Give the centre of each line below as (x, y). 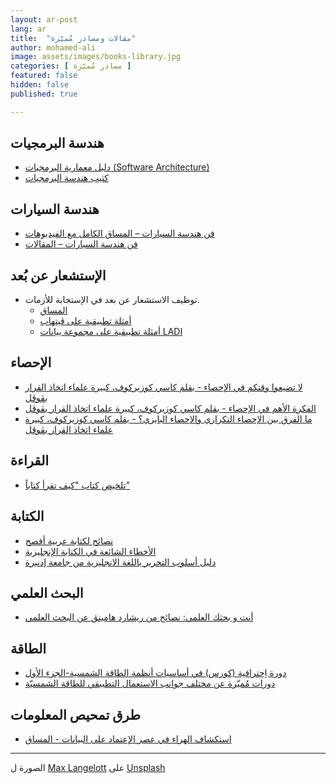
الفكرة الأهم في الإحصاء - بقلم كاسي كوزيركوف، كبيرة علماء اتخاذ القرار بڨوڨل (170, 408)
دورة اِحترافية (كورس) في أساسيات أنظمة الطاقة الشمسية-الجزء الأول (155, 673)
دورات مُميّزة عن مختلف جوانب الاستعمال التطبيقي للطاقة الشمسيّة (150, 683)
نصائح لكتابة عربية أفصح (69, 540)
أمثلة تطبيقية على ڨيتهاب (85, 321)
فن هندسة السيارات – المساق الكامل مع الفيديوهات (119, 233)
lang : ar (28, 29)
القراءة (30, 461)
